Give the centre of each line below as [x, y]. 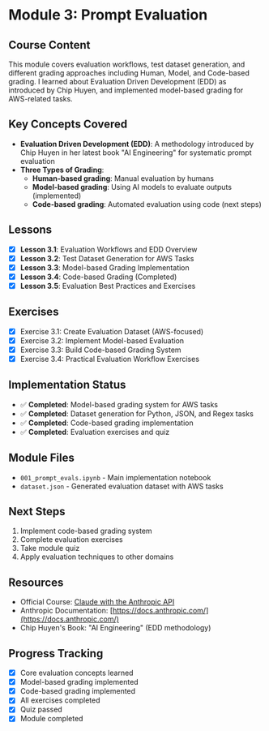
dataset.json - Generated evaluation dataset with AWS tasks [122, 486]
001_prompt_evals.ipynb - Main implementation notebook [115, 477]
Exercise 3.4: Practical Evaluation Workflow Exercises [110, 359]
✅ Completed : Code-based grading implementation [107, 423]
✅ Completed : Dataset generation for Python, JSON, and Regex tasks [137, 413]
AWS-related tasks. [41, 99]
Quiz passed [41, 709]
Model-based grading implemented [79, 682]
